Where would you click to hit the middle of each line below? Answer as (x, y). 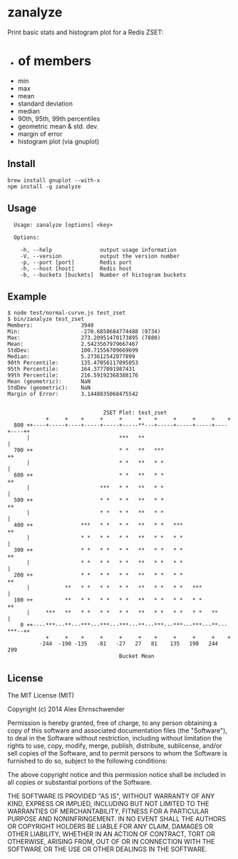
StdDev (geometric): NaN (49, 388)
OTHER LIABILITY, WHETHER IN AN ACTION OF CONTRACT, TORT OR (111, 834)
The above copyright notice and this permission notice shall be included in (117, 775)
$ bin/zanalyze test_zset (46, 319)
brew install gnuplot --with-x (54, 180)
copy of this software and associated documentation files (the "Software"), (118, 731)
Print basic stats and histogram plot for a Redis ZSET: (86, 32)
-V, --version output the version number (100, 256)
